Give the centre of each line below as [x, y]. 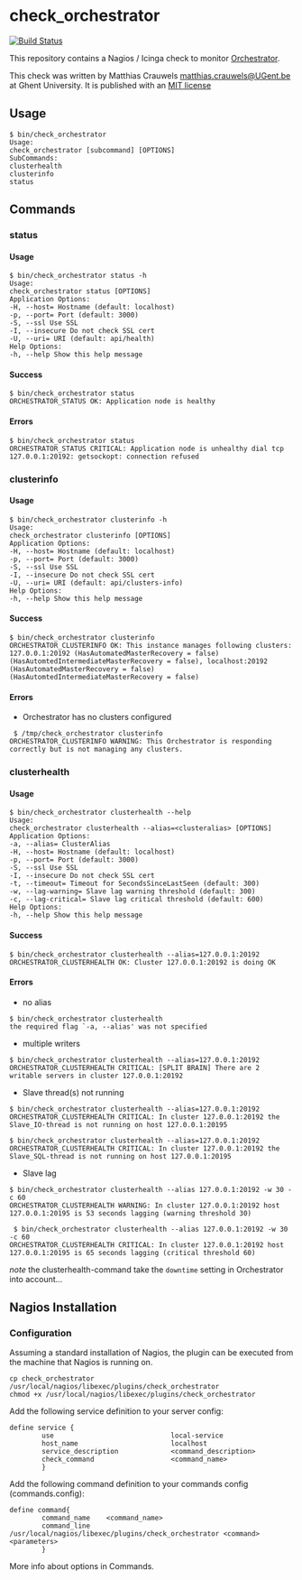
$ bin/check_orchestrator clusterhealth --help [101, 813]
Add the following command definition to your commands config [129, 1484]
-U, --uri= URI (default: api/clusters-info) [96, 583]
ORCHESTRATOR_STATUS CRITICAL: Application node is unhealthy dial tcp [146, 448]
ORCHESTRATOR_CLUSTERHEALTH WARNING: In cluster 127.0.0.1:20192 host [145, 1206]
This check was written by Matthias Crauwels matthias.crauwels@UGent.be [150, 75]
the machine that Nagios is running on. [81, 1363]
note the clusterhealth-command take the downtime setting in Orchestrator [146, 1270]
